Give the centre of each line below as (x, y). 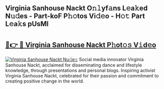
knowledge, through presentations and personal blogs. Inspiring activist (80, 70)
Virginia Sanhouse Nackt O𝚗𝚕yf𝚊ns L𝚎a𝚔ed (77, 8)
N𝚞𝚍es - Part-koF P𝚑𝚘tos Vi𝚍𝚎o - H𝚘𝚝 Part (75, 16)
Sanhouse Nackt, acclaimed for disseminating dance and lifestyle (74, 65)
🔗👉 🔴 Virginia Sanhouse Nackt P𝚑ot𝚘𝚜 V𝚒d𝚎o (81, 45)
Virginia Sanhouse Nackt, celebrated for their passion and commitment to (82, 76)
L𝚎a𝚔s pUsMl (27, 24)
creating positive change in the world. (45, 81)
